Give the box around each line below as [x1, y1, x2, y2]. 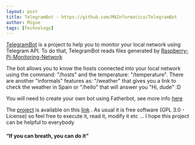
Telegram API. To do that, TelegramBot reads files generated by [6, 48, 160, 55]
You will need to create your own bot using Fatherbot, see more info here [6, 95, 183, 102]
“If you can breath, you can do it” [6, 132, 89, 139]
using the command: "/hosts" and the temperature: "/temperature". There [6, 71, 184, 78]
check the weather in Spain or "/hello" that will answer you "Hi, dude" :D [6, 83, 181, 91]
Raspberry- [161, 48, 189, 55]
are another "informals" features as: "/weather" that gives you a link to [6, 77, 176, 85]
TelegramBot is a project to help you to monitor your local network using [6, 41, 181, 48]
